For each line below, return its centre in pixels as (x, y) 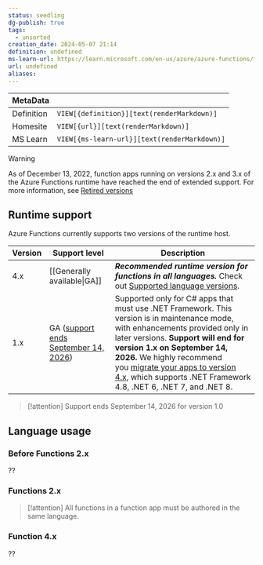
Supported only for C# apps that (174, 299)
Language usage (50, 431)
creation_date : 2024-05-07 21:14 (63, 45)
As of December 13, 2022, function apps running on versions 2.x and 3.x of (130, 173)
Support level (78, 253)
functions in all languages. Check (179, 276)
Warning (22, 159)
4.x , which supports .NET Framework (183, 377)
